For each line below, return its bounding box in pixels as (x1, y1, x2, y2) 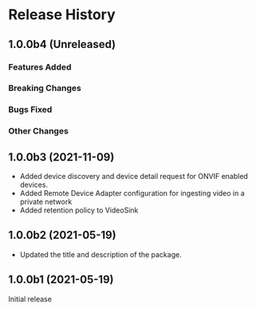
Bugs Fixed (8, 104, 53, 115)
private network (19, 197, 73, 207)
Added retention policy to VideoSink (19, 205, 139, 215)
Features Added (8, 62, 72, 73)
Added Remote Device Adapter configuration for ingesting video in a (19, 189, 245, 198)
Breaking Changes (8, 82, 82, 93)
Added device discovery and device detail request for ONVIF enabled (19, 172, 249, 181)
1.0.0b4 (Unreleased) (8, 38, 116, 51)
